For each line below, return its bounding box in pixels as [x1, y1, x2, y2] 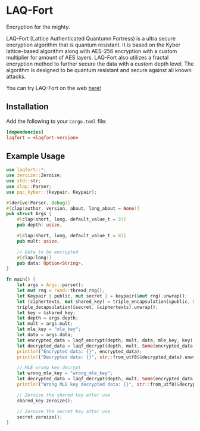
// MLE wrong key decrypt [17, 365, 82, 371]
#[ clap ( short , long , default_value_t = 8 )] [17, 233, 127, 239]
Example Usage [6, 151, 65, 161]
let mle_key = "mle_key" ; [17, 326, 82, 333]
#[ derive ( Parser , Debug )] [6, 200, 70, 206]
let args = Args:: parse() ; [17, 282, 84, 288]
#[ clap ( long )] [17, 255, 52, 261]
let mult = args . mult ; [17, 321, 73, 327]
